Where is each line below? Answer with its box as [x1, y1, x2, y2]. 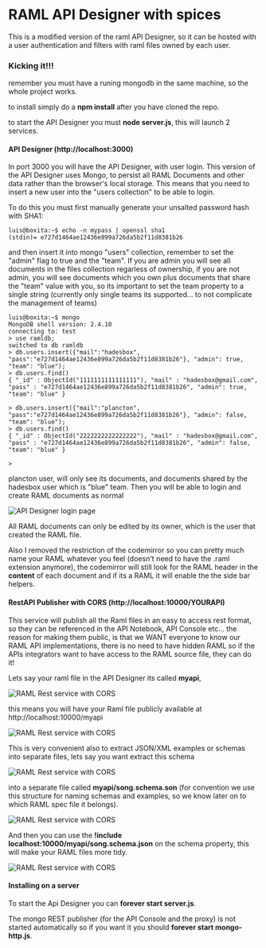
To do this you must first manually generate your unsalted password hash [8, 203, 249, 213]
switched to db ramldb [8, 341, 84, 349]
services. [8, 126, 38, 136]
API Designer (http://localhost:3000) [8, 144, 134, 154]
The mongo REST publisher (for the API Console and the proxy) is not [8, 914, 237, 923]
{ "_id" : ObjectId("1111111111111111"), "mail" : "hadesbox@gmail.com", [8, 376, 259, 384]
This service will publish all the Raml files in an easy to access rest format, [8, 615, 252, 625]
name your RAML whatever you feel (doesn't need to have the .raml [8, 554, 230, 564]
